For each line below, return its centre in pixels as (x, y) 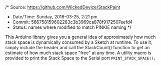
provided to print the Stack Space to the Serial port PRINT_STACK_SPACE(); (80, 58)
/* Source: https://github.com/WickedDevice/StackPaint (63, 7)
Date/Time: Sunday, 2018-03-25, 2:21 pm (55, 17)
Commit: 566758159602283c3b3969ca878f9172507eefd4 (72, 22)
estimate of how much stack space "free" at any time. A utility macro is (78, 53)
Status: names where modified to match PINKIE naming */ (72, 27)
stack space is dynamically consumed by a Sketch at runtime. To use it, (79, 42)
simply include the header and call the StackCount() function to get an (77, 47)
